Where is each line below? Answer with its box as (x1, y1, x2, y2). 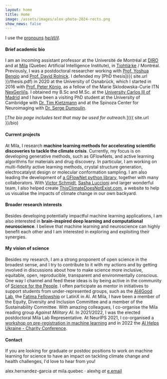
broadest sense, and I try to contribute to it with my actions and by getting (5, 262, 158, 268)
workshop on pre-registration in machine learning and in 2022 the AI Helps (5, 320, 160, 326)
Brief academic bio (5, 46, 45, 52)
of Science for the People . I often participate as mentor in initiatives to (5, 283, 149, 289)
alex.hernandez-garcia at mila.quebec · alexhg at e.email (5, 368, 122, 374)
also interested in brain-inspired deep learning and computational (5, 218, 143, 224)
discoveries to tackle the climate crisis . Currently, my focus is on (5, 148, 141, 154)
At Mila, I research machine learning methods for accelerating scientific (5, 143, 156, 149)
